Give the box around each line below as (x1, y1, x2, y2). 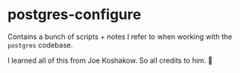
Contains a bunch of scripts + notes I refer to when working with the (7, 32, 233, 41)
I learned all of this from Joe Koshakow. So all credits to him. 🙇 (7, 56, 214, 65)
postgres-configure (7, 6, 142, 24)
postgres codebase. (7, 40, 74, 49)
